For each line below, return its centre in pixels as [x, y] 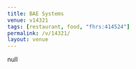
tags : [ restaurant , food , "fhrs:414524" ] [69, 26]
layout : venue [28, 40]
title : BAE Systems [36, 14]
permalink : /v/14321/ [39, 33]
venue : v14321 [28, 20]
